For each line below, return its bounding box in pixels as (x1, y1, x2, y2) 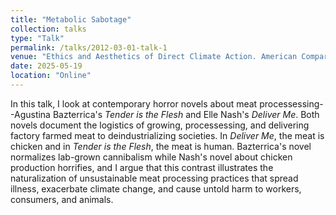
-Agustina (10, 108, 51, 120)
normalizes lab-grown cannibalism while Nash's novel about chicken (10, 151, 293, 163)
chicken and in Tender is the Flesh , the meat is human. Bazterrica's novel (10, 140, 312, 152)
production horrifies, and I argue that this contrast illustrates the (10, 161, 274, 173)
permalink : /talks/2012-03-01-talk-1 (10, 42, 168, 53)
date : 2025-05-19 (10, 61, 83, 71)
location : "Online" (10, 71, 92, 81)
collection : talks (10, 24, 87, 34)
